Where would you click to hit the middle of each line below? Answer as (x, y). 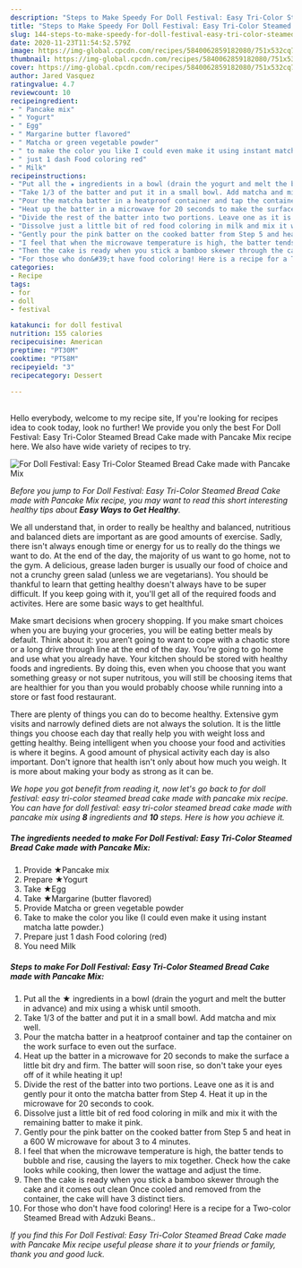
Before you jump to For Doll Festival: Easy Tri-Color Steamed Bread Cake (146, 491)
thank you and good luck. (58, 1255)
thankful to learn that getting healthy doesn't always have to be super (138, 584)
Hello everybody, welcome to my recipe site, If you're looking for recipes (144, 418)
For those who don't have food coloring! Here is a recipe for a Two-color (157, 1208)
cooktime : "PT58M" (44, 358)
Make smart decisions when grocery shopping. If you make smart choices (147, 621)
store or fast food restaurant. (64, 697)
